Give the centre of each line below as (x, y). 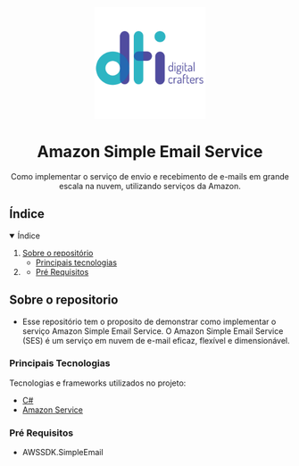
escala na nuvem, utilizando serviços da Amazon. (150, 186)
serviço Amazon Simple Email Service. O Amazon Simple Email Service (153, 331)
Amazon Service (52, 410)
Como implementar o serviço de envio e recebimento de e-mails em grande (150, 176)
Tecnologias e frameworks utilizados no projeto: (98, 383)
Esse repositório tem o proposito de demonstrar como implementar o (149, 321)
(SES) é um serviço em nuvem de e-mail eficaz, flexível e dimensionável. (156, 340)
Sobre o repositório (58, 253)
